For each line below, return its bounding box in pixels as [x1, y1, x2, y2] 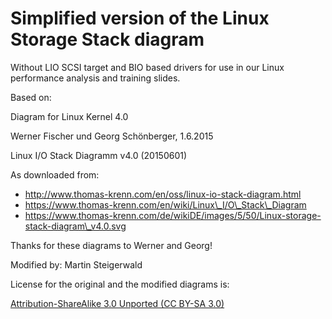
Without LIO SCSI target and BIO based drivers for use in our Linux [10, 61, 285, 73]
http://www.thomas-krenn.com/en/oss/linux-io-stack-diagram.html [24, 188, 302, 200]
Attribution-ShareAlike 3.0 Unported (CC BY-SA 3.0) [10, 297, 225, 309]
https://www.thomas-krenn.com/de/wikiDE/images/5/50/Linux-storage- [24, 209, 322, 221]
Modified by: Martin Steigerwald [10, 258, 143, 271]
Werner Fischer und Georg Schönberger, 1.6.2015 [10, 130, 214, 142]
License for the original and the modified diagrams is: [10, 278, 230, 290]
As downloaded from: [10, 168, 100, 181]
